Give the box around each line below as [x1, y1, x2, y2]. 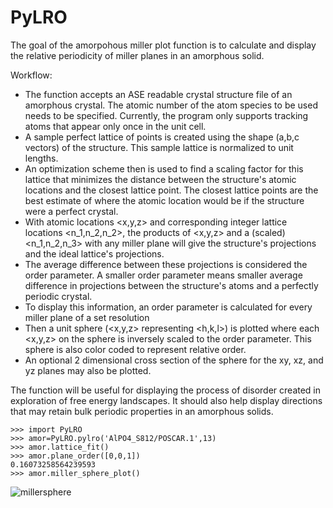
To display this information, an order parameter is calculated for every [24, 301, 313, 313]
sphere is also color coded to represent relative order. [24, 343, 247, 355]
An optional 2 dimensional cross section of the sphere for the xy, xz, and [24, 354, 324, 366]
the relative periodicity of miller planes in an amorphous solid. [10, 49, 265, 61]
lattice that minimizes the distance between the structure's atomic [24, 173, 297, 185]
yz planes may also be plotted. [24, 364, 152, 376]
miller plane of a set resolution [24, 311, 150, 323]
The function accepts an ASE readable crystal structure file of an [24, 88, 293, 100]
